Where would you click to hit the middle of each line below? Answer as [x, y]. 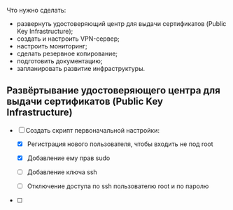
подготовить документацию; [59, 61]
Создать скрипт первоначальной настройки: [93, 130]
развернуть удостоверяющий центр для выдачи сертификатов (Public [121, 24]
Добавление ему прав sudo [69, 158]
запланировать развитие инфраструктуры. [80, 68]
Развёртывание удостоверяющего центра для [114, 91]
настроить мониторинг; [52, 46]
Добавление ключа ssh [62, 172]
